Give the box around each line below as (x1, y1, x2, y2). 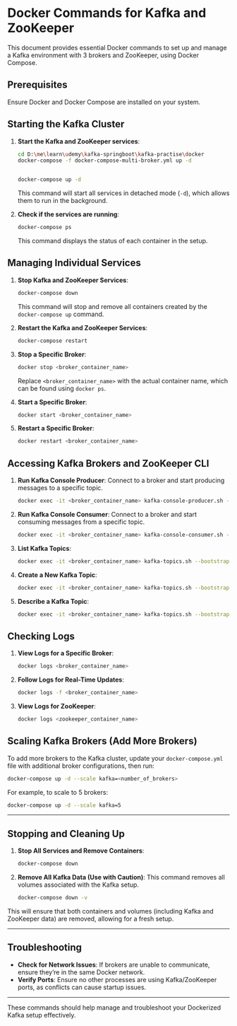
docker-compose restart (17, 337, 88, 344)
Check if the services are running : (17, 210, 120, 218)
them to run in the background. (17, 197, 108, 205)
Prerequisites (7, 79, 68, 91)
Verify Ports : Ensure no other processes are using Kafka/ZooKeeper (17, 975, 217, 984)
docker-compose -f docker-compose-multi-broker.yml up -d (17, 157, 192, 164)
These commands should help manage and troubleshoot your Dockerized (7, 1003, 221, 1012)
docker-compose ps (17, 224, 72, 231)
